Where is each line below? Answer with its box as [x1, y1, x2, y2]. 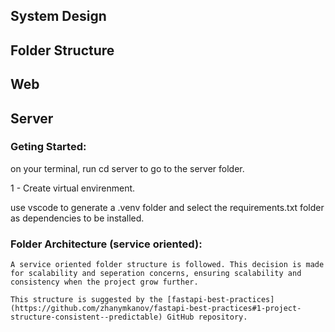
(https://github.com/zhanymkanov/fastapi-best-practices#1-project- [10, 304, 302, 314]
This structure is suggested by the [10, 295, 163, 305]
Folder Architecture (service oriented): [10, 237, 203, 251]
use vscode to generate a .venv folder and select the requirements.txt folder [10, 201, 325, 213]
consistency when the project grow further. [10, 277, 199, 288]
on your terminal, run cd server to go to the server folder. [10, 162, 245, 174]
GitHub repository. [166, 312, 248, 323]
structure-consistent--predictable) [10, 312, 163, 323]
